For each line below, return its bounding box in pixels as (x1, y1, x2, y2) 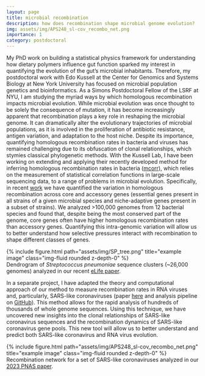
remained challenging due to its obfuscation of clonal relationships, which (6, 145, 192, 152)
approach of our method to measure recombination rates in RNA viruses (6, 286, 188, 293)
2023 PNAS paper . (6, 363, 54, 370)
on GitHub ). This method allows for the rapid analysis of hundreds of (6, 299, 179, 306)
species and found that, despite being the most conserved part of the (6, 210, 181, 217)
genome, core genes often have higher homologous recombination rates (6, 216, 189, 224)
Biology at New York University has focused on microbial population (6, 80, 178, 87)
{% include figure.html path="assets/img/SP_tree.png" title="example (6, 248, 182, 255)
